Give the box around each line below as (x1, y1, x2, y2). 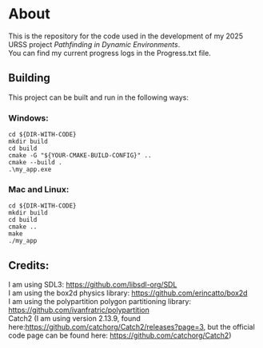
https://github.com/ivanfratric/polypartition (8, 305, 149, 315)
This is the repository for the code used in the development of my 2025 (8, 31, 244, 41)
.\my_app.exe (8, 165, 52, 174)
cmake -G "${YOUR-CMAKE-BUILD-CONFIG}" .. (8, 152, 152, 160)
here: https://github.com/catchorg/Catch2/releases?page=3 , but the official (8, 322, 256, 332)
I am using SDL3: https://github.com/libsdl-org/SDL (8, 280, 177, 290)
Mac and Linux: (8, 184, 70, 195)
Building (8, 71, 50, 85)
